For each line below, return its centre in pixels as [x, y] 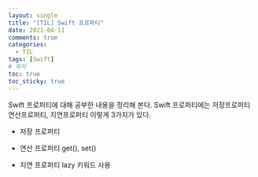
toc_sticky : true [37, 81]
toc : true [24, 74]
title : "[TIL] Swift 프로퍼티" [56, 23]
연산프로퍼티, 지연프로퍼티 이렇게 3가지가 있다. [80, 114]
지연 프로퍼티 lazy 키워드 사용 [65, 164]
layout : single [33, 15]
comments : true [33, 37]
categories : [28, 45]
